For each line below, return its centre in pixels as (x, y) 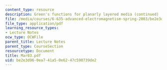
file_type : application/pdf (34, 23)
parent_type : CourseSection (34, 46)
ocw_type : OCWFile (24, 37)
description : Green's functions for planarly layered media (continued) (82, 14)
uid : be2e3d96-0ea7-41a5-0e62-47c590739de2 (51, 60)
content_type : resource (30, 10)
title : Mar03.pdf (23, 55)
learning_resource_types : (32, 28)
